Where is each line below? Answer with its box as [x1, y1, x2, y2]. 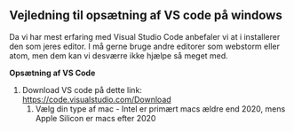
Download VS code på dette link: [21, 84, 142, 95]
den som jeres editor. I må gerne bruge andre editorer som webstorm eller [9, 41, 280, 51]
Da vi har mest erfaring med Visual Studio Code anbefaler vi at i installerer [9, 31, 281, 42]
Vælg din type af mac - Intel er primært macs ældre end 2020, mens [35, 103, 286, 114]
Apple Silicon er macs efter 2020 [35, 113, 156, 123]
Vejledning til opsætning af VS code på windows [9, 8, 282, 23]
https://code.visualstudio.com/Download [21, 94, 171, 105]
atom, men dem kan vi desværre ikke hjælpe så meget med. [9, 50, 228, 61]
